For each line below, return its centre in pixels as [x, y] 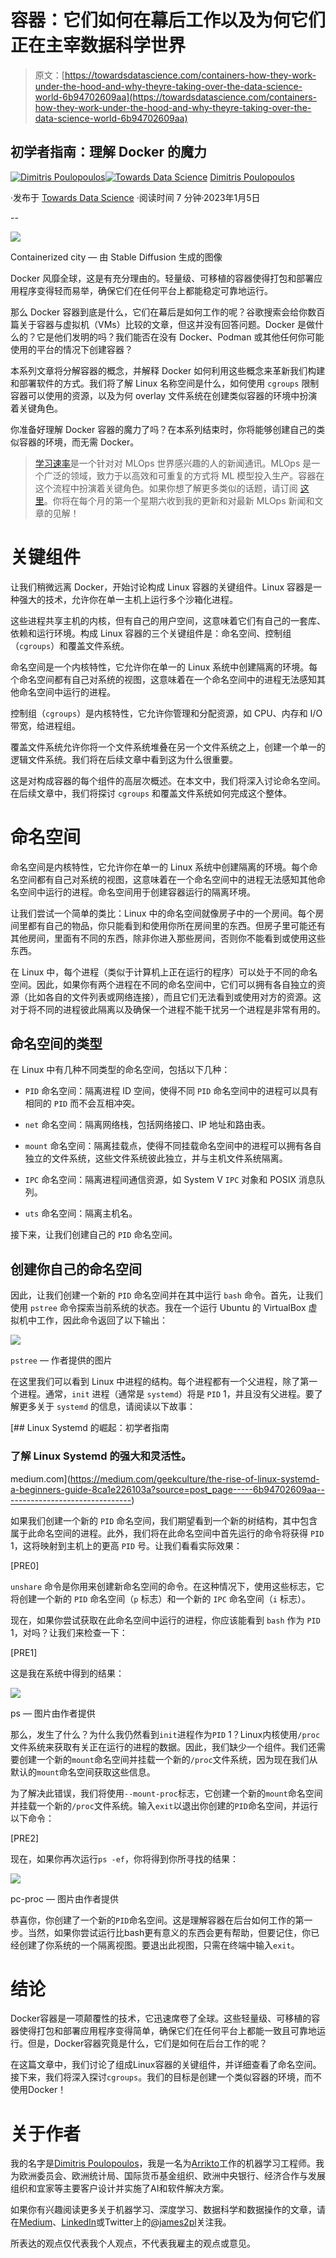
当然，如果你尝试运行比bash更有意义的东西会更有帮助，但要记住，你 [169, 1932]
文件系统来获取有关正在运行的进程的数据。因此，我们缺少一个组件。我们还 [163, 1747]
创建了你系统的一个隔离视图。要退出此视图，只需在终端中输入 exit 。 [159, 1945]
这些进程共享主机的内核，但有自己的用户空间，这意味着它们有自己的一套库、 [168, 620]
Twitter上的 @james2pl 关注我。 [168, 2222]
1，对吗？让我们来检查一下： [69, 1632]
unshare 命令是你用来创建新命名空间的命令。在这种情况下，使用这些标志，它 [167, 1586]
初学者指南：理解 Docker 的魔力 [109, 152]
